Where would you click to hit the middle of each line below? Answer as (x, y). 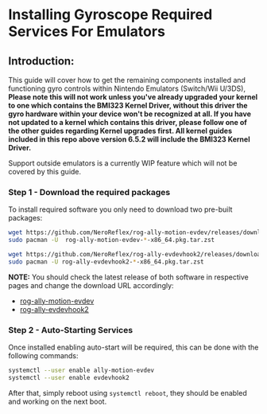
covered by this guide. (45, 172)
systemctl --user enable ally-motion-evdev (81, 371)
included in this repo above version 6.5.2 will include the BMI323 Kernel (129, 139)
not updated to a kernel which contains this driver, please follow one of (128, 122)
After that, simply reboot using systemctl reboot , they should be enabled (128, 393)
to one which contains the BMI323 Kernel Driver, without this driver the (128, 105)
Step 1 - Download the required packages (89, 192)
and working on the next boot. (58, 401)
